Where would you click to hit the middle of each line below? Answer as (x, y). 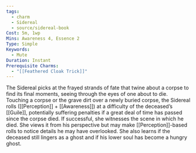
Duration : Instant (28, 60)
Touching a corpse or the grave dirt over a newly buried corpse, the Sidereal (98, 100)
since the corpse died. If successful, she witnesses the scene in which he (95, 119)
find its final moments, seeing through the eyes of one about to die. (87, 94)
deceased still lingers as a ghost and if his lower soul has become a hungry (97, 137)
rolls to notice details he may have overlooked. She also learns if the (88, 131)
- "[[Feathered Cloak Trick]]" (49, 71)
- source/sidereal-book (40, 28)
